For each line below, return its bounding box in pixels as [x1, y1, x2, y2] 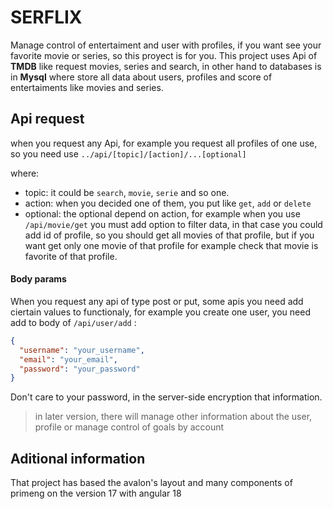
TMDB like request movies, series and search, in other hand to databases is [10, 60, 322, 72]
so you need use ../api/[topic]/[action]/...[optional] [10, 147, 247, 160]
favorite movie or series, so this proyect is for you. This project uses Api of [10, 49, 318, 61]
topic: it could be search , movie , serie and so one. [24, 186, 230, 198]
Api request [10, 111, 85, 128]
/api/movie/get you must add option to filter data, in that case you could [24, 218, 323, 230]
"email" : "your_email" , [19, 354, 118, 365]
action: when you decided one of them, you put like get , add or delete [24, 197, 312, 209]
